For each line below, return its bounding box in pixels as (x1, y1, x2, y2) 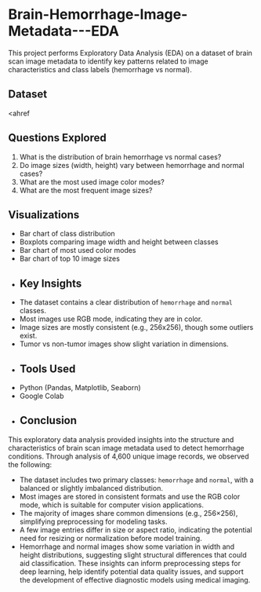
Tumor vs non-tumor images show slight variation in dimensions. (19, 339, 229, 349)
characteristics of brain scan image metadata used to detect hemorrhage (8, 443, 245, 452)
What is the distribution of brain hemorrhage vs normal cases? (19, 152, 222, 162)
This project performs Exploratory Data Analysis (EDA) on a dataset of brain (8, 48, 253, 57)
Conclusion (19, 414, 77, 427)
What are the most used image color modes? (19, 177, 165, 186)
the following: (8, 459, 53, 469)
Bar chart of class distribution (19, 229, 115, 239)
